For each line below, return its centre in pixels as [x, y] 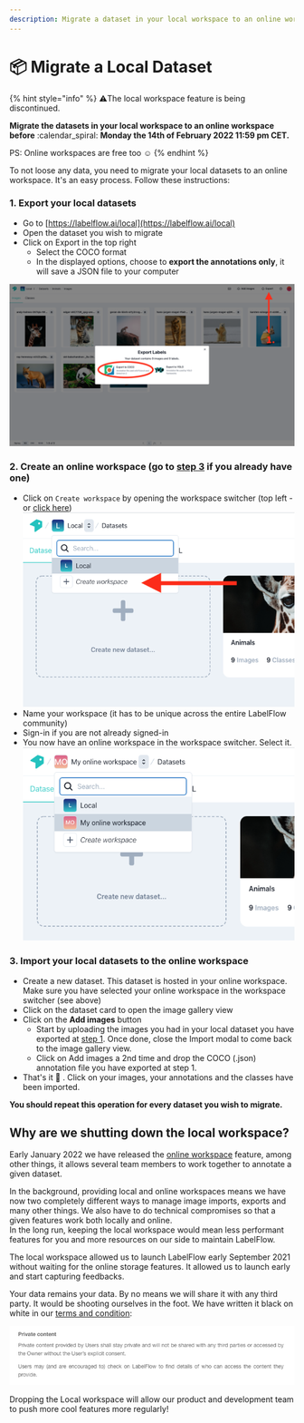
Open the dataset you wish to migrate [92, 232]
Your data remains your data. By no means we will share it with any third [144, 1294]
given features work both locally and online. [91, 1221]
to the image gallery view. [84, 1048]
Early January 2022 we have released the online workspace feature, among [151, 1155]
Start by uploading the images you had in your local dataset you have [165, 1028]
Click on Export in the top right [80, 242]
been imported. [51, 1087]
